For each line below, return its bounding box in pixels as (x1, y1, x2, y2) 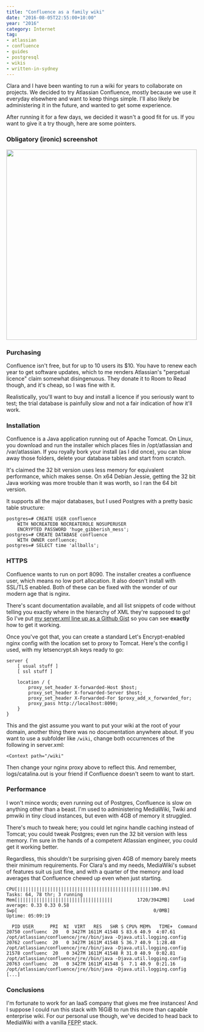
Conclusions (6, 985, 44, 994)
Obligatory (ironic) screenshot (6, 135, 98, 144)
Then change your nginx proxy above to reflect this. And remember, (6, 763, 177, 771)
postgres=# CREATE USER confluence (6, 516, 97, 522)
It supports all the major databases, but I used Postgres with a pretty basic (6, 498, 193, 505)
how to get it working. (6, 621, 61, 628)
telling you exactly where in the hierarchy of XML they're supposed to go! (6, 608, 191, 615)
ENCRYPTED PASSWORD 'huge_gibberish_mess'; (17, 526, 130, 533)
